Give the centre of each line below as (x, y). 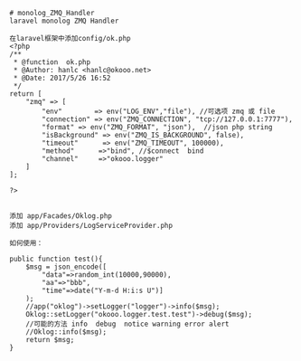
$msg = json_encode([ (66, 267)
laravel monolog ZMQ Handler (64, 21)
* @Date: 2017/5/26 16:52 (62, 78)
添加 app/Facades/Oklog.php (61, 216)
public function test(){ (56, 259)
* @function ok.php (52, 62)
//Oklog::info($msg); (66, 332)
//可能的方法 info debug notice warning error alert (127, 324)
